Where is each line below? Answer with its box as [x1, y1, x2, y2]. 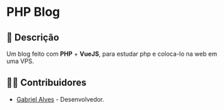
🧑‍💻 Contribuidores [6, 77, 87, 89]
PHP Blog [6, 4, 60, 20]
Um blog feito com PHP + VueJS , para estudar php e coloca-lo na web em [6, 49, 217, 58]
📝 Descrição [6, 32, 60, 43]
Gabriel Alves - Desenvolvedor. [16, 95, 105, 103]
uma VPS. [6, 57, 34, 65]
